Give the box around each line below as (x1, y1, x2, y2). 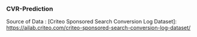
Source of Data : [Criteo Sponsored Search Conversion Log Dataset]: (6, 18, 177, 25)
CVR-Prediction (6, 5, 53, 13)
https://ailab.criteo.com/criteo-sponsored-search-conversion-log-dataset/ (6, 24, 191, 31)
